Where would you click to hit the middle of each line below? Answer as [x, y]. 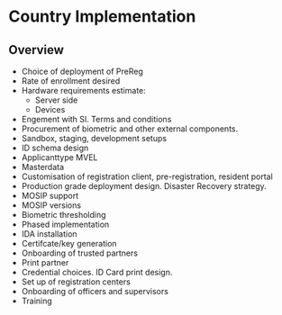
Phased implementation [65, 224]
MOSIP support [50, 196]
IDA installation [49, 234]
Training [37, 301]
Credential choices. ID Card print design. [97, 272]
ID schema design [55, 148]
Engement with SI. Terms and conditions [96, 119]
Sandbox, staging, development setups [94, 138]
